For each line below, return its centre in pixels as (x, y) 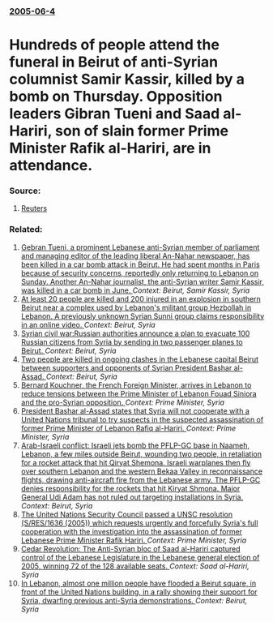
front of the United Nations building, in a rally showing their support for (139, 592)
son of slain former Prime (142, 131)
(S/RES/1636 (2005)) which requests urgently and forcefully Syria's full (139, 523)
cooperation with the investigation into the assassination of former (131, 531)
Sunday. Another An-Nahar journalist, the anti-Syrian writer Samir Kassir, (142, 281)
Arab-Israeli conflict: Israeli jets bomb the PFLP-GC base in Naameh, (135, 445)
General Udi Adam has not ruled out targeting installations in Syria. (132, 497)
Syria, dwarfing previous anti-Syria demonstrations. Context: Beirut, (134, 600)
